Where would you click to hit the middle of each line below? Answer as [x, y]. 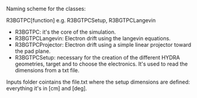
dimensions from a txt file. [47, 70]
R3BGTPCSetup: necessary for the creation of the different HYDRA [97, 57]
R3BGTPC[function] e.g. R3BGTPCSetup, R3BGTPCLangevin [81, 20]
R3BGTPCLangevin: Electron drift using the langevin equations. [93, 38]
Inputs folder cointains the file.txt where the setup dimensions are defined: [98, 82]
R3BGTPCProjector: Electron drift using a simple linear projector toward [103, 45]
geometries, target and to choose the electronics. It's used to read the [101, 64]
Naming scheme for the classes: [46, 9]
